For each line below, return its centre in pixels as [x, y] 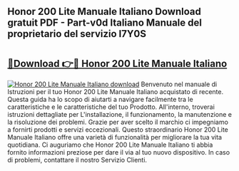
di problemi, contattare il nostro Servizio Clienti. [77, 160]
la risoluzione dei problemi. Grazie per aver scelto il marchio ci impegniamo [118, 122]
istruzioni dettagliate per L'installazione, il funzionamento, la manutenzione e [119, 114]
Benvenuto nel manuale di [179, 84]
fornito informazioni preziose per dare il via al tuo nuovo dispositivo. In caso [119, 152]
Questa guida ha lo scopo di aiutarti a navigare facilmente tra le [101, 99]
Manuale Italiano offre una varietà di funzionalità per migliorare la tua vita [115, 137]
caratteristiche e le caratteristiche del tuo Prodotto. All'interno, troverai [111, 107]
